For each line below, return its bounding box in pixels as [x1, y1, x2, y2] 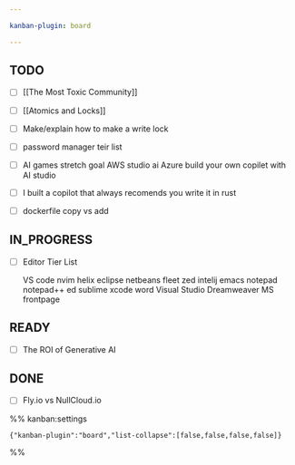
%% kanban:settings [9, 413, 88, 424]
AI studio [22, 170, 56, 180]
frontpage [22, 294, 61, 305]
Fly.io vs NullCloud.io [22, 395, 102, 406]
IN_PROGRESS [9, 232, 93, 247]
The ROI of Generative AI [22, 344, 116, 354]
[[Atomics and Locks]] [22, 105, 106, 116]
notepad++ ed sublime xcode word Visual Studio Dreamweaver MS [22, 284, 274, 295]
